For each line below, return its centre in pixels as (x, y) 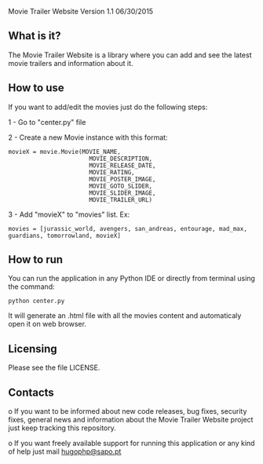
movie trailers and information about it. (71, 63)
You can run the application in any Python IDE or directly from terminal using (131, 279)
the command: (31, 287)
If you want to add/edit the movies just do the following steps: (108, 107)
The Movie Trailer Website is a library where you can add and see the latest (130, 55)
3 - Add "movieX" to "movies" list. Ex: (69, 214)
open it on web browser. (47, 324)
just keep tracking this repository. (62, 428)
